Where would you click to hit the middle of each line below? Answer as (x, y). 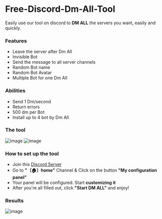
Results (14, 201)
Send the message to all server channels (54, 62)
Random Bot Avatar (32, 73)
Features (16, 41)
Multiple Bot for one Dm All (40, 78)
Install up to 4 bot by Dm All (41, 117)
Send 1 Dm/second (31, 101)
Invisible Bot (25, 57)
